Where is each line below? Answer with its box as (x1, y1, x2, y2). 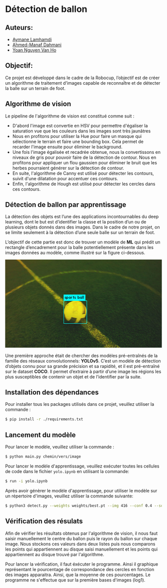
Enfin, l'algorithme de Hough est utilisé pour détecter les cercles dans (12, 181, 156, 187)
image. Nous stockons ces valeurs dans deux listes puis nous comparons (5, 541, 156, 547)
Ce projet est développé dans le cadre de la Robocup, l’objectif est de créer (5, 75, 160, 81)
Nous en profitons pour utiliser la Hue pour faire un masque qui (12, 133, 142, 139)
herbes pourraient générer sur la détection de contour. (12, 165, 124, 171)
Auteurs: (5, 23, 33, 32)
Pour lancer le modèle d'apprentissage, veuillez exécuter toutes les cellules (5, 463, 160, 469)
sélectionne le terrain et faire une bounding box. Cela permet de (12, 138, 144, 144)
